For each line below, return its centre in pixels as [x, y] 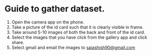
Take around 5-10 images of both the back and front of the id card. [78, 32]
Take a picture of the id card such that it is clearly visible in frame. [77, 27]
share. [18, 42]
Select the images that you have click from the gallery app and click [79, 37]
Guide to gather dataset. [55, 9]
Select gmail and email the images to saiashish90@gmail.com [73, 47]
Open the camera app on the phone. [48, 22]
